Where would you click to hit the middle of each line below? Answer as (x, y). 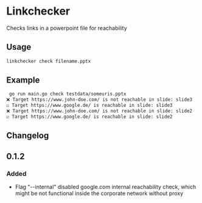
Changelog (28, 136)
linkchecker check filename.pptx (49, 61)
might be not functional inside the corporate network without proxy (99, 193)
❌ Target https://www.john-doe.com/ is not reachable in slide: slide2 (99, 111)
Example (23, 80)
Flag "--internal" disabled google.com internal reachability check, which (106, 187)
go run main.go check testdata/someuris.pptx (68, 94)
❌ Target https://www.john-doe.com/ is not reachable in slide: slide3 (99, 100)
